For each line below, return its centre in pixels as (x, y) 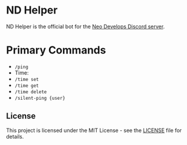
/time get (27, 86)
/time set (27, 79)
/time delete (31, 92)
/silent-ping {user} (40, 98)
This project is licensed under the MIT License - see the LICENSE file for (94, 130)
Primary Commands (56, 50)
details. (15, 136)
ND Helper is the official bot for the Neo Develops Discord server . (86, 26)
